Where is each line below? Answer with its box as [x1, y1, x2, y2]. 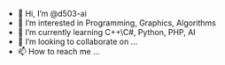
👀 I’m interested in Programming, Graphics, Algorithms [17, 18, 217, 28]
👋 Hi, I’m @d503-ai [17, 9, 87, 18]
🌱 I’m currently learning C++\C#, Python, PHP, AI [17, 27, 197, 37]
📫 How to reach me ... [17, 47, 100, 56]
